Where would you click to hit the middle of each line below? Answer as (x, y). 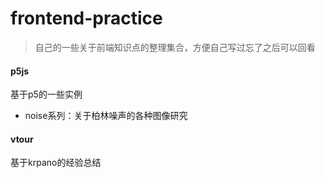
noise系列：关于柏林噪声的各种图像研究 (106, 116)
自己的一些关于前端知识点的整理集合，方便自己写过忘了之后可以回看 (175, 47)
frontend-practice (86, 18)
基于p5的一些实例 (46, 94)
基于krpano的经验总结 (56, 163)
